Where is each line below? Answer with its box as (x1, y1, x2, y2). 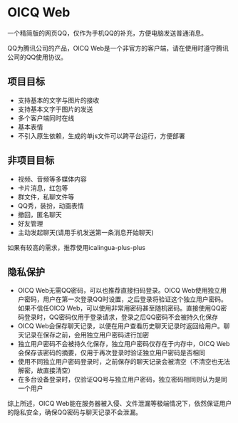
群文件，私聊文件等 (17, 192, 75, 201)
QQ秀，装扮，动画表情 (17, 201, 84, 210)
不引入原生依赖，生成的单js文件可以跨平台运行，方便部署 (17, 131, 185, 140)
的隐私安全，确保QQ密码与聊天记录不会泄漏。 (7, 408, 143, 417)
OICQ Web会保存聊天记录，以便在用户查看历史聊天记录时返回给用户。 (17, 322, 224, 330)
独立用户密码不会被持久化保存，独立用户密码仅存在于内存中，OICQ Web (17, 340, 230, 348)
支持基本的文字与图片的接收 (17, 95, 100, 104)
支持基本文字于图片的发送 (17, 105, 93, 113)
